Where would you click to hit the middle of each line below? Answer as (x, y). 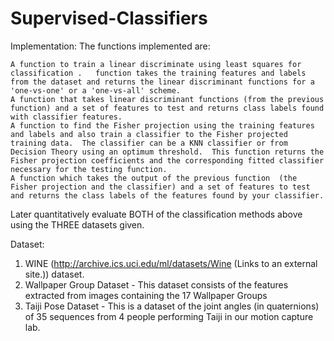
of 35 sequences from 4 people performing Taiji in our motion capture (169, 316)
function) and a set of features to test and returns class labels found (167, 108)
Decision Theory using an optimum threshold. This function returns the (167, 152)
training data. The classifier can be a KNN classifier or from (149, 143)
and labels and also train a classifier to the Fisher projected (149, 134)
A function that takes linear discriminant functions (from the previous (167, 99)
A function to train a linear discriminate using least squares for (156, 64)
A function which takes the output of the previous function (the (154, 178)
